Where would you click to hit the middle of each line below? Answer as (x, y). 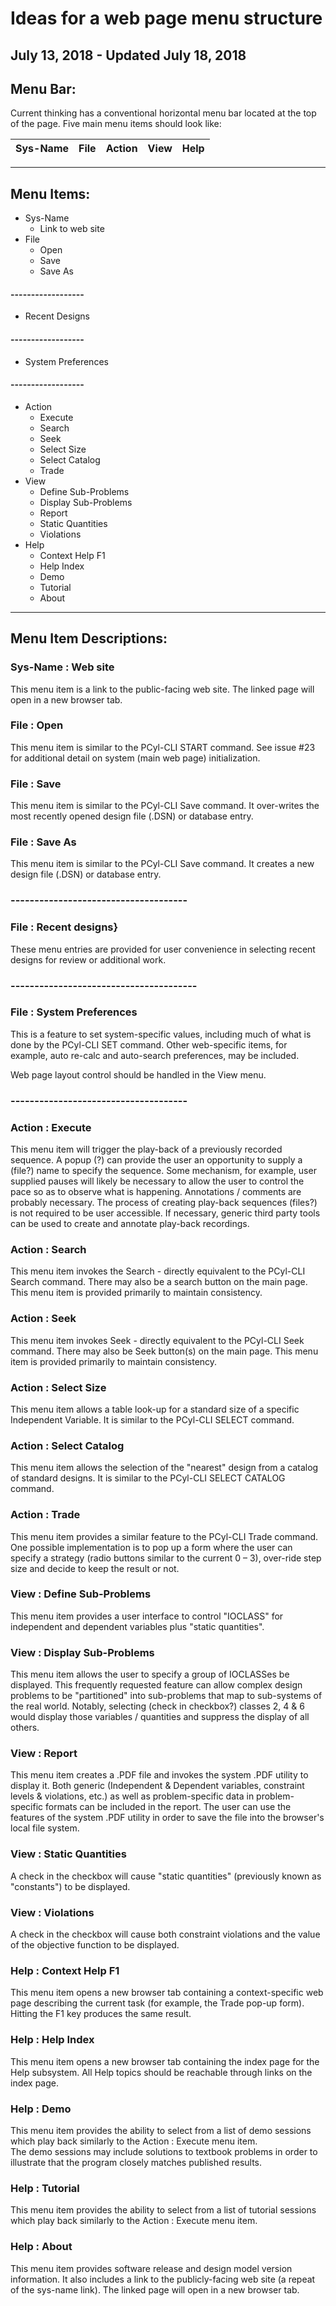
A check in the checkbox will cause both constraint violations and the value (165, 1934)
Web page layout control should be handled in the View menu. (138, 1074)
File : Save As (43, 842)
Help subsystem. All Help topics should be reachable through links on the (161, 2072)
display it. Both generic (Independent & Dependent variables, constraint (157, 1786)
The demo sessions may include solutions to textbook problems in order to (164, 2151)
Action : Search (48, 1249)
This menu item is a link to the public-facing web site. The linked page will (162, 689)
